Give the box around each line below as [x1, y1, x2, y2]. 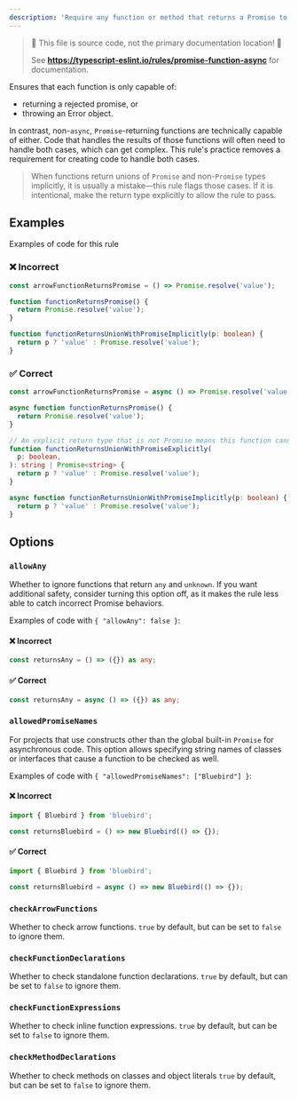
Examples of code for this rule [9, 239, 120, 250]
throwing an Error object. [21, 108, 114, 118]
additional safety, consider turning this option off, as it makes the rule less [9, 588, 279, 600]
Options [9, 534, 55, 549]
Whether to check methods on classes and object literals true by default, [9, 1070, 277, 1080]
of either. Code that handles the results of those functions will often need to [9, 134, 286, 145]
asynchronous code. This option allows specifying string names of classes [9, 744, 282, 754]
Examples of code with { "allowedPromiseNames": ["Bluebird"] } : [9, 770, 253, 781]
